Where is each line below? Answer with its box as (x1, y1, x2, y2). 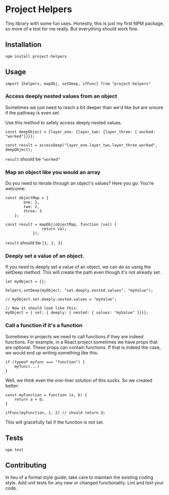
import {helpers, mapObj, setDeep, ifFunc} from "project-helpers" (5, 81, 151, 86)
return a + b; (14, 397, 44, 402)
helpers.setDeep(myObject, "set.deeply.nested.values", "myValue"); (5, 288, 153, 293)
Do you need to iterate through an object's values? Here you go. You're (5, 180, 154, 186)
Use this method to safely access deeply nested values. (5, 119, 122, 125)
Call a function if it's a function (5, 322, 83, 329)
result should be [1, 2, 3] (5, 240, 63, 246)
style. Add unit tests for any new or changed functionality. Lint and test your (5, 480, 164, 486)
